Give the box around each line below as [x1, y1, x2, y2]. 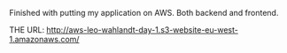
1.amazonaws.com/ [9, 34, 80, 44]
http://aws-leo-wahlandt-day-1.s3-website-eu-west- [46, 25, 239, 34]
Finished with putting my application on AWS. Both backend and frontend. [9, 8, 279, 18]
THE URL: [9, 25, 45, 34]
